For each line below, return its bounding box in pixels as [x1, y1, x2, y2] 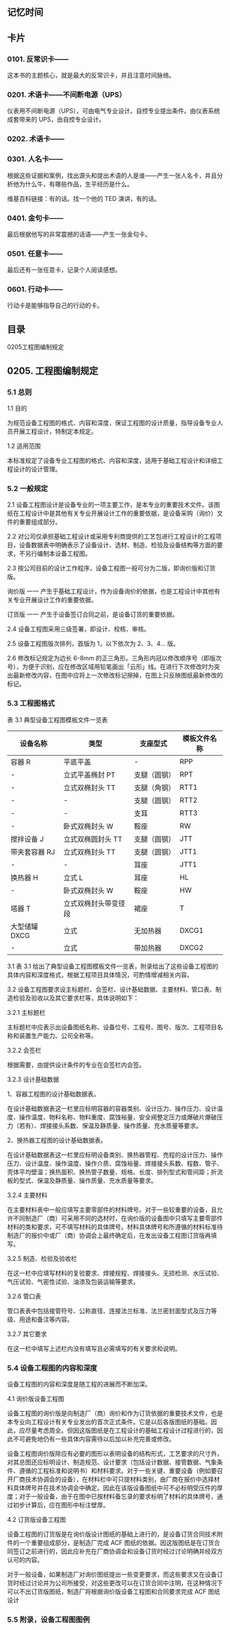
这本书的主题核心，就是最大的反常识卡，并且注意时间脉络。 [7, 71, 175, 80]
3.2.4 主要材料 [7, 1190, 48, 1199]
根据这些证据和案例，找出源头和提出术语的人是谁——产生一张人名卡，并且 [7, 171, 217, 180]
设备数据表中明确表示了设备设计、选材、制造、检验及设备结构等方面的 [18, 541, 217, 549]
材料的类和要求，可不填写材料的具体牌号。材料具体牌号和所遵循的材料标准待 [7, 1223, 223, 1231]
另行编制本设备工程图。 [25, 549, 91, 558]
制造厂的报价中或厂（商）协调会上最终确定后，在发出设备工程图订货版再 [7, 1231, 211, 1239]
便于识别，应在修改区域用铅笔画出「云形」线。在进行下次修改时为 [27, 662, 214, 671]
